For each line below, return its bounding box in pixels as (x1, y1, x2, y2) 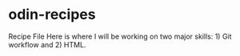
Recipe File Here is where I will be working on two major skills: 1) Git (8, 32, 232, 41)
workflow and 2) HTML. (8, 39, 86, 49)
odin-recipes (8, 6, 96, 24)
